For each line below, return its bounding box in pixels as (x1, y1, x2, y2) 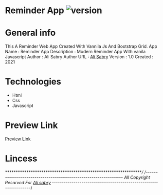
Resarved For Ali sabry (5, 179, 51, 185)
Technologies (5, 76, 62, 87)
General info (5, 27, 56, 39)
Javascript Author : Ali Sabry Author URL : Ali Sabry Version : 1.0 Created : (5, 54, 154, 60)
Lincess (5, 153, 37, 164)
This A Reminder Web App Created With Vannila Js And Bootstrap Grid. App (5, 43, 157, 49)
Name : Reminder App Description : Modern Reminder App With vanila (5, 49, 146, 55)
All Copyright (124, 174, 150, 180)
